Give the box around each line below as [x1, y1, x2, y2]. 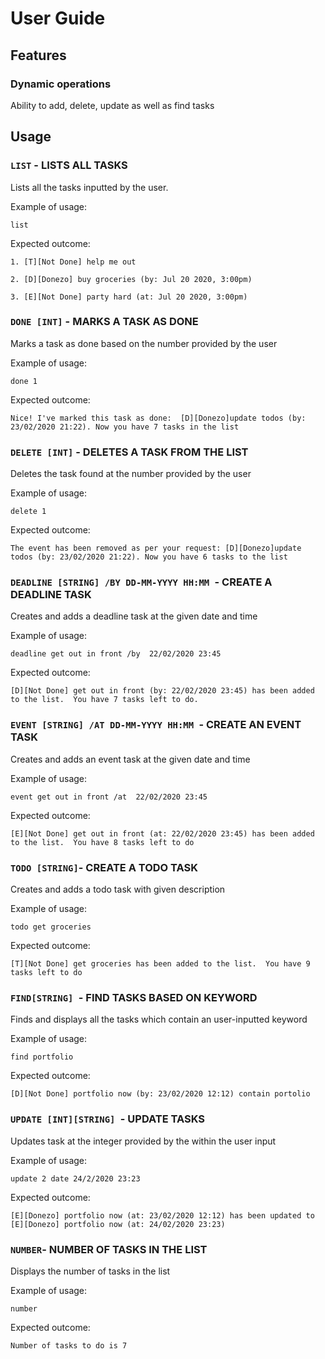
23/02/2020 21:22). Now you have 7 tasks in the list [10, 422, 240, 432]
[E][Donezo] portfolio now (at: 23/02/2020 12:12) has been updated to [10, 1210, 315, 1221]
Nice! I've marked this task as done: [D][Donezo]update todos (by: [10, 413, 307, 423]
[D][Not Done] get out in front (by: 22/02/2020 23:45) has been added [10, 686, 315, 696]
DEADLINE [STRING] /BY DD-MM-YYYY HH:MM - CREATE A [10, 575, 273, 589]
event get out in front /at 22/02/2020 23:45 [10, 792, 208, 802]
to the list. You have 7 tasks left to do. [10, 695, 199, 705]
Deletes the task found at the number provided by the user [10, 468, 252, 480]
